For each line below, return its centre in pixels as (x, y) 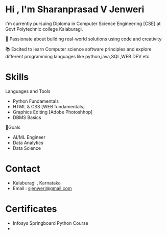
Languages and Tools (28, 91)
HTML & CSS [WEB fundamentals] (49, 106)
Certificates (31, 209)
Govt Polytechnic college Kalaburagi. (44, 29)
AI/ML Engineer (29, 137)
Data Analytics (28, 143)
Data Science (27, 148)
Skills (17, 77)
